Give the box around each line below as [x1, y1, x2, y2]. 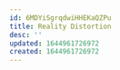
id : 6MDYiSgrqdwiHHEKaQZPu [9, 13, 112, 23]
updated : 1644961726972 [9, 38, 100, 48]
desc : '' [9, 30, 43, 39]
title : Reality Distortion [9, 22, 112, 31]
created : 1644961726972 [9, 47, 100, 56]
